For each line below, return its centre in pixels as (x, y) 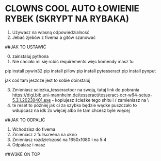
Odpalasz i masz (29, 144)
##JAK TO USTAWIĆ (26, 47)
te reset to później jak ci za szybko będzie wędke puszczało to (74, 105)
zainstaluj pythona (30, 56)
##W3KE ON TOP (23, 154)
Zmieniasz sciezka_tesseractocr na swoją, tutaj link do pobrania (76, 89)
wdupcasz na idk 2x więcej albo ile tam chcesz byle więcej (71, 110)
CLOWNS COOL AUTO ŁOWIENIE (72, 9)
